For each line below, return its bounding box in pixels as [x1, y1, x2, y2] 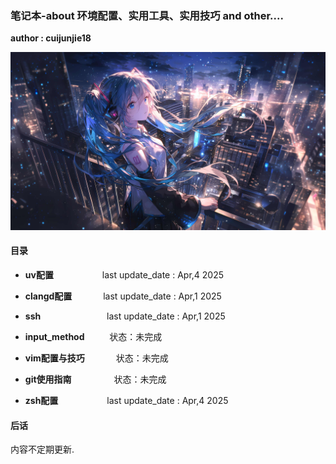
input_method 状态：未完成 [24, 330, 163, 342]
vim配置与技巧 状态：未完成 [24, 352, 169, 364]
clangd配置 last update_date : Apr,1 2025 [24, 290, 222, 302]
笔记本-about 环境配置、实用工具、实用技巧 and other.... [10, 8, 284, 22]
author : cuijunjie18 [10, 32, 92, 44]
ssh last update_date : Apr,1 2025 [24, 310, 226, 322]
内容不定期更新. [10, 443, 75, 456]
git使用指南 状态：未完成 [24, 373, 167, 385]
